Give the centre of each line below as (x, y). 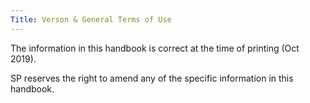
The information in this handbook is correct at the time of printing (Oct (155, 48)
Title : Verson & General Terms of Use (91, 19)
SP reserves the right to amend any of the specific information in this (152, 78)
